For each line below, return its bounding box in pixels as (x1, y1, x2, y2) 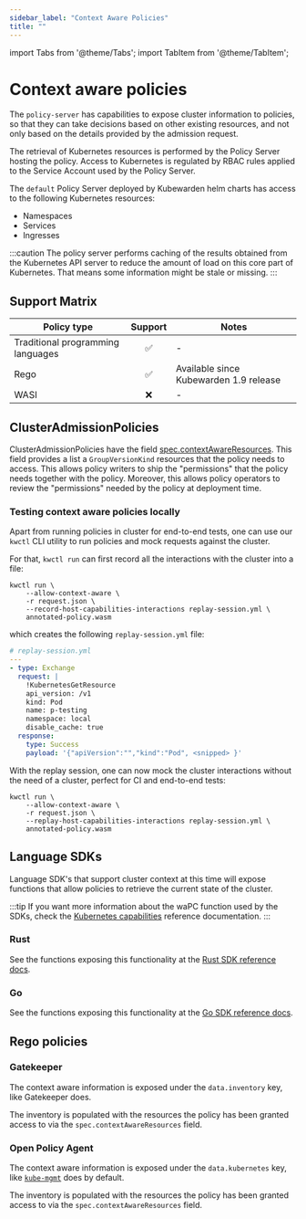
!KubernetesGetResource (25, 680, 117, 689)
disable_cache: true (25, 723, 104, 732)
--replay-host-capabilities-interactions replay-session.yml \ (25, 816, 271, 825)
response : (17, 731, 55, 741)
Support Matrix (9, 293, 97, 309)
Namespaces (22, 211, 73, 222)
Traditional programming (14, 336, 120, 349)
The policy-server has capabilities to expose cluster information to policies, (9, 109, 295, 120)
